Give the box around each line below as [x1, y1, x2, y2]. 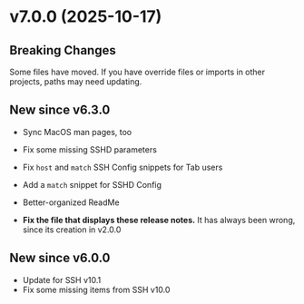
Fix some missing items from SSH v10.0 [22, 284, 171, 295]
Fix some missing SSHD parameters [22, 143, 157, 155]
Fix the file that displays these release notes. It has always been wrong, [22, 214, 296, 225]
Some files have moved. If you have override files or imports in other [9, 66, 266, 77]
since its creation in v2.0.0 [22, 224, 122, 235]
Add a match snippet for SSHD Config [22, 179, 162, 190]
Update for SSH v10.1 [22, 274, 102, 285]
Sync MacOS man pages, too [22, 126, 132, 137]
